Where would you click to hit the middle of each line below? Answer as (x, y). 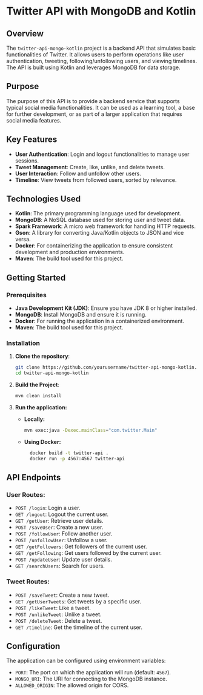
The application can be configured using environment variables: (86, 661)
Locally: (35, 419)
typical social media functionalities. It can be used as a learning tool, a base (101, 107)
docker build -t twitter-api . (69, 453)
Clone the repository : (42, 357)
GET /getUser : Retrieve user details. (59, 521)
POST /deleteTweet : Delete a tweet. (58, 620)
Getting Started (36, 277)
